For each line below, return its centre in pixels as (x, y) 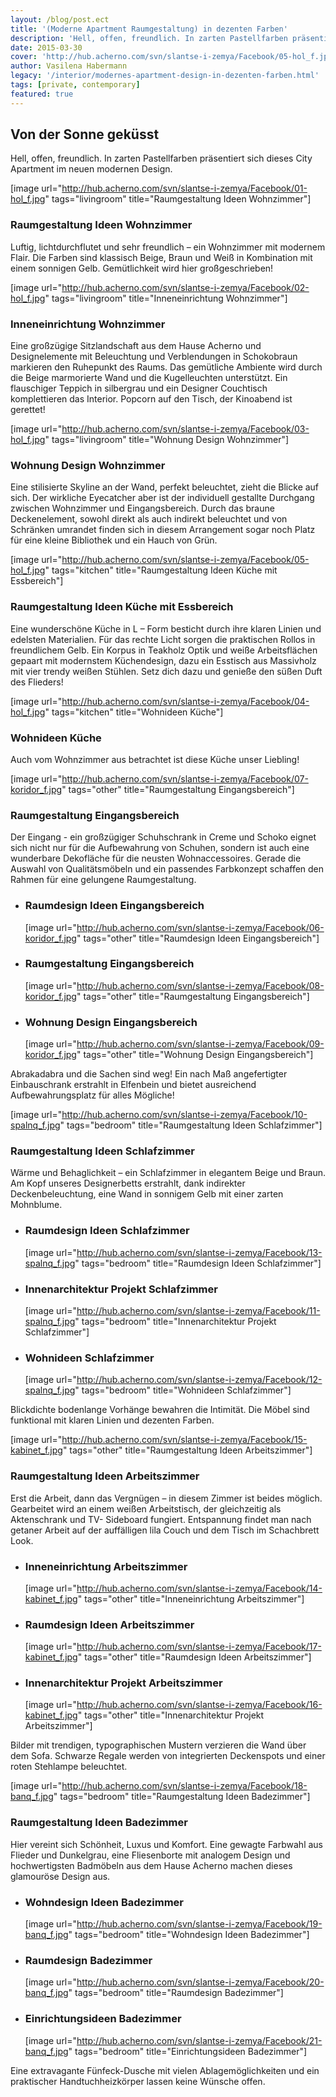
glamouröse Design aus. (60, 1876)
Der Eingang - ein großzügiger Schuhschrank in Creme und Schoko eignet (163, 837)
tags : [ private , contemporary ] (75, 85)
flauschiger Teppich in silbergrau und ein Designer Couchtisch (139, 388)
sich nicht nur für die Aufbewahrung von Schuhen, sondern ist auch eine (160, 848)
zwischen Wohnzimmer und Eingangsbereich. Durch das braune (142, 508)
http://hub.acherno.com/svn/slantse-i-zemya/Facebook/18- (184, 1786)
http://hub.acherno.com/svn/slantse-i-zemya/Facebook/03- (185, 429)
